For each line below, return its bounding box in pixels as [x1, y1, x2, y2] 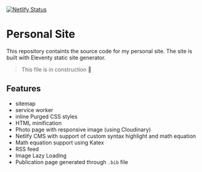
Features [6, 83, 41, 94]
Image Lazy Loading [15, 152, 67, 159]
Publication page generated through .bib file [15, 158, 129, 165]
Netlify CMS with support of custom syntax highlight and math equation [15, 132, 196, 140]
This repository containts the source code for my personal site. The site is [6, 47, 193, 54]
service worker [15, 106, 54, 113]
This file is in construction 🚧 [21, 65, 92, 73]
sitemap [15, 100, 36, 107]
